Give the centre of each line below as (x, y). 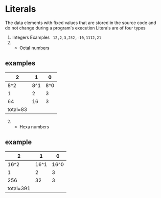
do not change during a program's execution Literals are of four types (75, 28)
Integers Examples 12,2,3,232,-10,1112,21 (57, 37)
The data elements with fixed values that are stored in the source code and (81, 23)
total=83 (17, 109)
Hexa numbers (34, 127)
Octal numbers (34, 48)
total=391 (19, 188)
